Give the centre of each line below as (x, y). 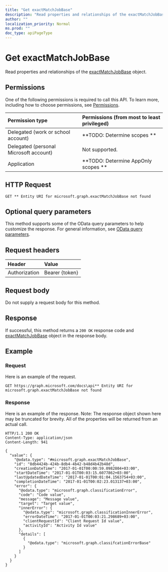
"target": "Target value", (46, 503)
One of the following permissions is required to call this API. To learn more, (82, 99)
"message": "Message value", (49, 499)
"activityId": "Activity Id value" (60, 525)
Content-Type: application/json (39, 438)
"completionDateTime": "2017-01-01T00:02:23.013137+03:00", (78, 481)
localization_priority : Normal (38, 24)
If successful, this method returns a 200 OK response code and (69, 330)
